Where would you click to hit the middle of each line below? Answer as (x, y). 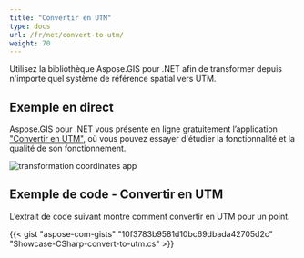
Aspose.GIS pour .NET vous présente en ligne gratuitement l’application (143, 129)
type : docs (30, 26)
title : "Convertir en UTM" (61, 18)
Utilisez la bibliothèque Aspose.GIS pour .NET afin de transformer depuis (146, 69)
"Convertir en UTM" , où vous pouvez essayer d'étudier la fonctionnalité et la (152, 139)
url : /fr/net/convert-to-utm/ (67, 35)
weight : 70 (30, 43)
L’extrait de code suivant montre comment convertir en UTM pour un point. (150, 216)
